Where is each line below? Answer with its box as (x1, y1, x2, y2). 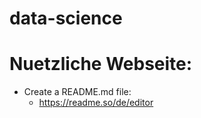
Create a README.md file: (23, 86, 132, 98)
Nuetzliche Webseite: (9, 53, 193, 76)
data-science (9, 7, 123, 30)
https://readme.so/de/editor (38, 97, 154, 109)
